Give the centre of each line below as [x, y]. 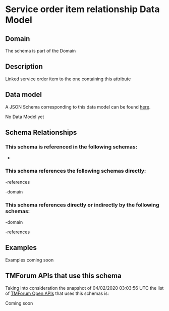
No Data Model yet [25, 117]
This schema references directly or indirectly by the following [82, 204]
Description [24, 67]
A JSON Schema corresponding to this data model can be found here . [78, 107]
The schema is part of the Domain [41, 51]
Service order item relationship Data [82, 9]
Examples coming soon [30, 260]
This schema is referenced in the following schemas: [71, 146]
